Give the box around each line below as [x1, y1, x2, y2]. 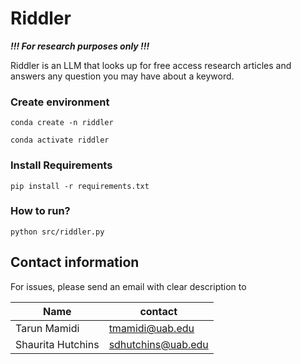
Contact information [10, 254, 140, 271]
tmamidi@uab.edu [108, 321, 195, 335]
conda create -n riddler [10, 118, 114, 128]
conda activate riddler [10, 135, 110, 146]
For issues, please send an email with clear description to [10, 280, 247, 292]
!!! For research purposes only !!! [10, 40, 150, 52]
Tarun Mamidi [15, 321, 80, 335]
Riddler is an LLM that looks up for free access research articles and [10, 59, 292, 71]
